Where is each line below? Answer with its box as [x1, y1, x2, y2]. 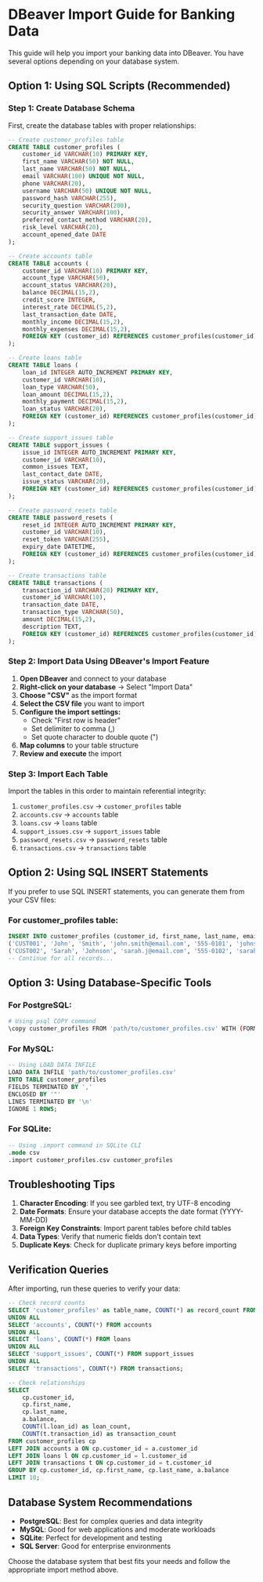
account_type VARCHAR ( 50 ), [22, 274, 110, 282]
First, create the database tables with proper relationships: [8, 120, 197, 130]
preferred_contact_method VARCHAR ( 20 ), [22, 216, 153, 225]
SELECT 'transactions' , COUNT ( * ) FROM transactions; [8, 1365, 184, 1372]
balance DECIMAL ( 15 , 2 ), [22, 289, 100, 297]
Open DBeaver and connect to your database [19, 674, 167, 683]
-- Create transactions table [8, 572, 107, 579]
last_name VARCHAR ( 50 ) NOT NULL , [22, 165, 131, 174]
